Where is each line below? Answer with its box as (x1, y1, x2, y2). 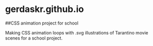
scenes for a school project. (5, 35, 63, 41)
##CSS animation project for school (5, 20, 79, 26)
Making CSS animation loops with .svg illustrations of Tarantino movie (5, 29, 149, 35)
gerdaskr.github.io (5, 3, 84, 15)
